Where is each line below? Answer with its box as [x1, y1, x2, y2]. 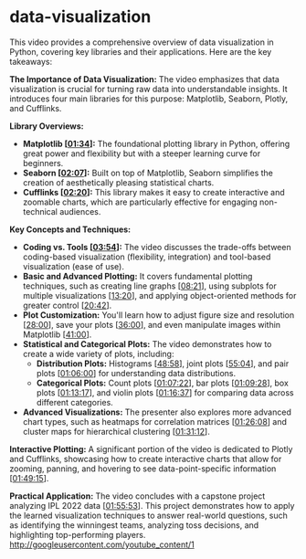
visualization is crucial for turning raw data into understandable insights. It [9, 83, 288, 94]
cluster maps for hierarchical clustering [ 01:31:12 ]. [22, 426, 210, 437]
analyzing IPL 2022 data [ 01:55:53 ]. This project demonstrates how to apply [9, 500, 295, 511]
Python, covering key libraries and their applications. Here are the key [9, 46, 272, 57]
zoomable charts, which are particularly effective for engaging [22, 196, 258, 207]
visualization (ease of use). [22, 260, 125, 271]
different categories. [36, 396, 114, 407]
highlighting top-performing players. [9, 529, 146, 540]
